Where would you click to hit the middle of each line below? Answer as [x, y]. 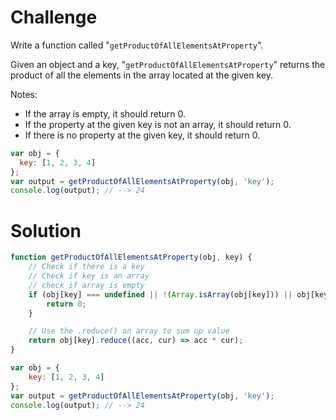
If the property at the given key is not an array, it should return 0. [158, 124]
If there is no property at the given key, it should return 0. [142, 135]
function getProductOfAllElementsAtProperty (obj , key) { [131, 257]
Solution [46, 230]
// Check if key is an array [89, 276]
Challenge [54, 17]
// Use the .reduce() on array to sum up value [129, 331]
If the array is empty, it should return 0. [105, 113]
